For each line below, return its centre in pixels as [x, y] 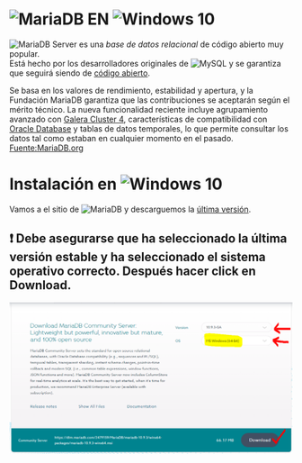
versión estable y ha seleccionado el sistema [138, 257]
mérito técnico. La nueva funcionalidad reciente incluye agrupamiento [138, 109]
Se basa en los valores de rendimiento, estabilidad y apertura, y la [131, 90]
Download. [40, 285]
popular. [25, 53]
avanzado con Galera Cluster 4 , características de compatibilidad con [138, 119]
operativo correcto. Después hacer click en [133, 272]
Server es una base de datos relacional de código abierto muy [168, 44]
